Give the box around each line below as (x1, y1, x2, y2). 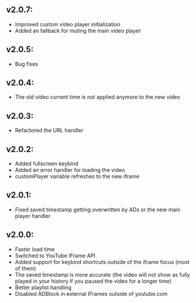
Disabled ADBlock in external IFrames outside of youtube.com (14, 290, 168, 297)
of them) (14, 265, 36, 272)
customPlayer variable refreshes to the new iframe (14, 173, 140, 180)
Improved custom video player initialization (14, 20, 121, 28)
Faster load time (14, 246, 55, 253)
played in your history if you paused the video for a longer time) (14, 277, 172, 284)
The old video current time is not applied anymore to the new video (14, 93, 180, 101)
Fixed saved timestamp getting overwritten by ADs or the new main (14, 206, 180, 213)
